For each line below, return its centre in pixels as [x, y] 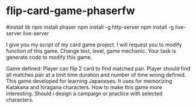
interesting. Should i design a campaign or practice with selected [84, 93]
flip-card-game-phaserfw [71, 11]
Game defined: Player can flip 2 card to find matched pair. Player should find [98, 68]
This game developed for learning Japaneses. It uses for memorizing [89, 81]
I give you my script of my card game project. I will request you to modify [94, 45]
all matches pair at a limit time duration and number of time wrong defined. [96, 75]
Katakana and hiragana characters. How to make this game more [84, 87]
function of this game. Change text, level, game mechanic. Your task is [91, 50]
